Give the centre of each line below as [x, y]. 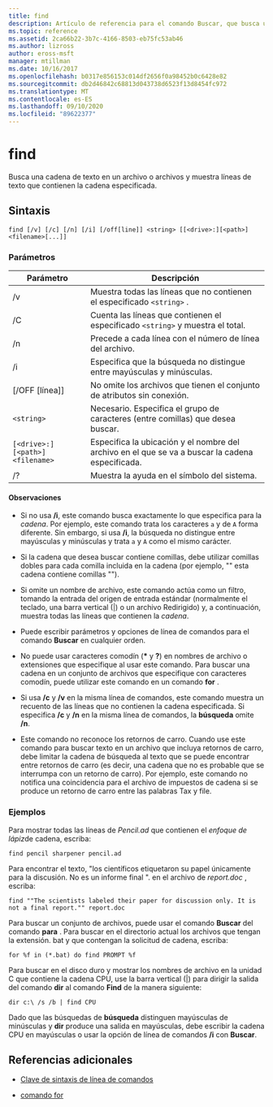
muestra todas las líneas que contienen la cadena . [104, 616]
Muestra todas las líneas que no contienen [171, 292]
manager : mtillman [39, 62]
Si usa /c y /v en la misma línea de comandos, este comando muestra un [142, 698]
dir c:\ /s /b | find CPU [52, 1002]
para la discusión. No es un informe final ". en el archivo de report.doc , [128, 877]
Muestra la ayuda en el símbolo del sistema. [174, 476]
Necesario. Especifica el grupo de [155, 409]
